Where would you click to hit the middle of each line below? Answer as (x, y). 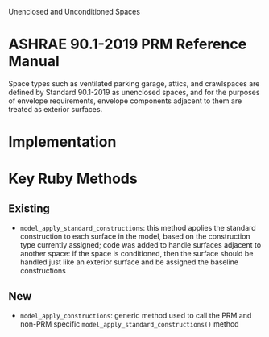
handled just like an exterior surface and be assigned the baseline (129, 262)
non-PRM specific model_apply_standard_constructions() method (129, 324)
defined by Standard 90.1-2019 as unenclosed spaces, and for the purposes (134, 92)
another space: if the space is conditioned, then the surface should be (137, 254)
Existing (29, 208)
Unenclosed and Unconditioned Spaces (74, 12)
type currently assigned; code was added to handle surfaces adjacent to (141, 245)
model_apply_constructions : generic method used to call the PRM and (136, 315)
